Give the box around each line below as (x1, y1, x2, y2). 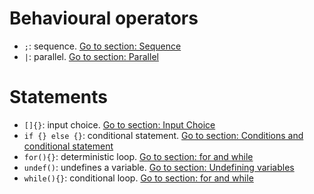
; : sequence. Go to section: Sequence (23, 40, 182, 52)
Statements (9, 86, 109, 109)
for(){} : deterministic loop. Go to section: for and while (23, 150, 254, 162)
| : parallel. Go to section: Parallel (23, 50, 159, 62)
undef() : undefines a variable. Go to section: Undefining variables (23, 161, 295, 173)
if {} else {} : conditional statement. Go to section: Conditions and (23, 129, 304, 141)
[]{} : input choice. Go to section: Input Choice (23, 118, 216, 131)
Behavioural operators (9, 7, 199, 30)
